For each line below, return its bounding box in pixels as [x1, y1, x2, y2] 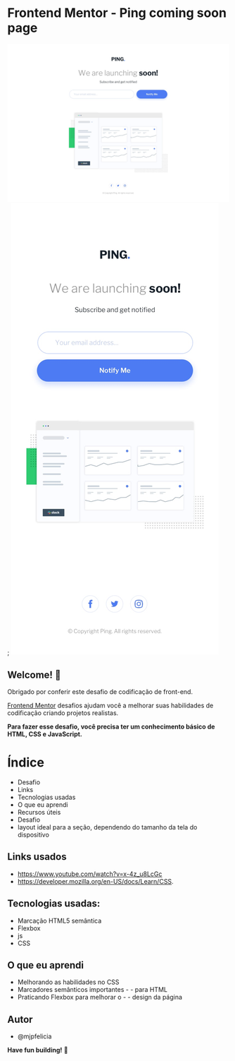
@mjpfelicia [17, 1032, 52, 1041]
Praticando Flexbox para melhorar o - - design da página [17, 993, 183, 1002]
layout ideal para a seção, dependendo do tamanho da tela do [17, 823, 198, 831]
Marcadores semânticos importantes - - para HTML [17, 985, 167, 994]
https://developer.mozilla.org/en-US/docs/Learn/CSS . [17, 877, 174, 885]
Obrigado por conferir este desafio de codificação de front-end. [7, 688, 193, 696]
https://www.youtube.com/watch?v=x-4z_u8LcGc [17, 870, 163, 878]
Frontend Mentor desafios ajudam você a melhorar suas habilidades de [7, 701, 214, 710]
